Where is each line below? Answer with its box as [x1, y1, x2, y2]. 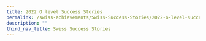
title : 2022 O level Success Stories [6, 8, 103, 15]
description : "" [6, 20, 48, 26]
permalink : [6, 14, 34, 20]
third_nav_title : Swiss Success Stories [6, 25, 112, 32]
